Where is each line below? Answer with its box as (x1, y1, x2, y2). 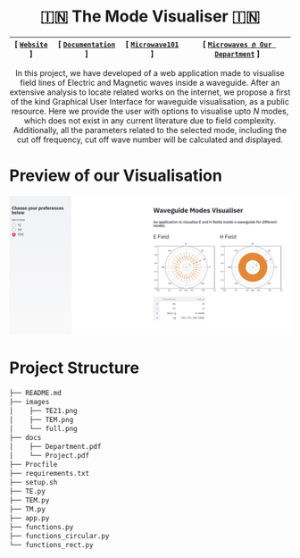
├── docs (9, 433, 42, 442)
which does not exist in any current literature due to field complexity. (23, 114, 277, 126)
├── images (9, 397, 50, 406)
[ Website (14, 38, 48, 50)
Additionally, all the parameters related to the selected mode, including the (12, 124, 287, 135)
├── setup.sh (9, 478, 58, 486)
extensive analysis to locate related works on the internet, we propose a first (9, 87, 291, 97)
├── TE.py (9, 486, 46, 495)
